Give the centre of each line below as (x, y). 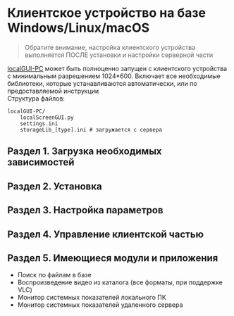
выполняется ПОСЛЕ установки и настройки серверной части (119, 55)
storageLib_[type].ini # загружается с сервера (91, 129)
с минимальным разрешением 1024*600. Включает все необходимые (114, 76)
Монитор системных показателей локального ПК (92, 298)
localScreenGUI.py (47, 118)
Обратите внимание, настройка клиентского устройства (110, 47)
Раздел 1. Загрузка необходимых (85, 152)
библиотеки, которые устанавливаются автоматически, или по (102, 83)
